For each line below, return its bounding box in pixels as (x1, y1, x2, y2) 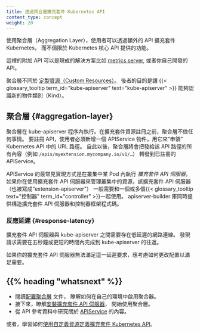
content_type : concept (6, 14, 63, 20)
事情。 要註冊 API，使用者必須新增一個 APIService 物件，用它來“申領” (11, 135, 183, 143)
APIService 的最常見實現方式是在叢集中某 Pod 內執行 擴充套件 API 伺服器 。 (6, 170, 191, 178)
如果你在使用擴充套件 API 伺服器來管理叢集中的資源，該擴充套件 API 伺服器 (6, 178, 191, 185)
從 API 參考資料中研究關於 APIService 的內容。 (14, 308, 130, 315)
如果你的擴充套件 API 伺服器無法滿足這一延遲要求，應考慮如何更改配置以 (6, 251, 185, 259)
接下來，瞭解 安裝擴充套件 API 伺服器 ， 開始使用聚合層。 (14, 300, 153, 307)
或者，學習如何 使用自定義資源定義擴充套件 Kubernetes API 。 (6, 320, 156, 328)
